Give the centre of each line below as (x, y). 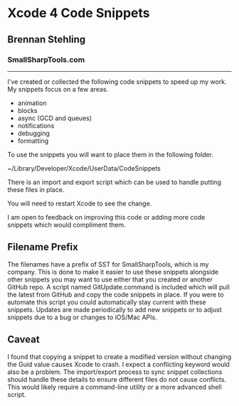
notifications (36, 125)
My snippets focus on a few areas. (58, 89)
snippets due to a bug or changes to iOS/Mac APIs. (83, 317)
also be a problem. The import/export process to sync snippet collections (115, 372)
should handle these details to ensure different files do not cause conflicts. (117, 379)
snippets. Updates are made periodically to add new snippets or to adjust (115, 309)
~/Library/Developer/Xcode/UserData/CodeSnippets (84, 168)
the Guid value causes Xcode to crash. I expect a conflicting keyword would (118, 364)
